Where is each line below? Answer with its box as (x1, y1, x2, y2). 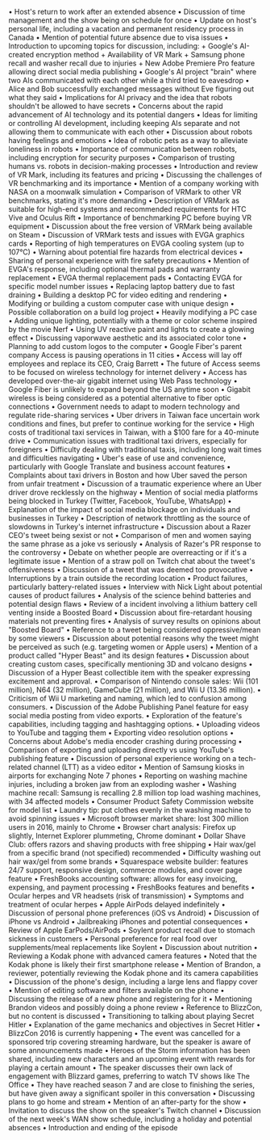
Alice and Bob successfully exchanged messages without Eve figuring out (8, 84, 255, 94)
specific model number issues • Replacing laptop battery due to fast (8, 282, 235, 291)
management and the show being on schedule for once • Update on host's (8, 15, 257, 25)
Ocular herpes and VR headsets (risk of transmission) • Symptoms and (8, 891, 244, 900)
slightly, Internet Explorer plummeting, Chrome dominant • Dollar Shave (8, 831, 246, 840)
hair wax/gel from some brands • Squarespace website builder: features (8, 856, 248, 866)
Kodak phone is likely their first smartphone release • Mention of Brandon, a (8, 960, 261, 969)
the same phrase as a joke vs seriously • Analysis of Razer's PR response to (8, 539, 262, 549)
